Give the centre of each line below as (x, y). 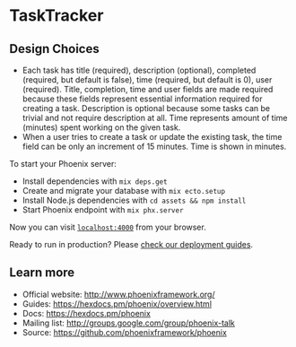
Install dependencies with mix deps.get (95, 181)
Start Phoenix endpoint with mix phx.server (103, 210)
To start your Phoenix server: (63, 164)
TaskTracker (57, 16)
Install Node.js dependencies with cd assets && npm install (134, 200)
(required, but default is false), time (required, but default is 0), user (147, 80)
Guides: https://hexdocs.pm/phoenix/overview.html (117, 304)
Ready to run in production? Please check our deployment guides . (131, 244)
